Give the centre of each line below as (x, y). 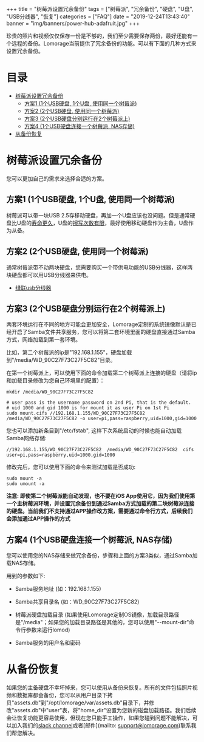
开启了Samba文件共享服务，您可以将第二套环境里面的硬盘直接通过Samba (103, 332)
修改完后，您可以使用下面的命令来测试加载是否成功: (71, 467)
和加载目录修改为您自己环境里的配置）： (56, 381)
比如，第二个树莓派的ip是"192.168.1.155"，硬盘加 (67, 352)
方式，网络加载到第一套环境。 (43, 339)
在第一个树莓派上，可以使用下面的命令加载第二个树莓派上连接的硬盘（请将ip (102, 373)
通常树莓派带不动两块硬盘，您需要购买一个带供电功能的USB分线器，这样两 (100, 267)
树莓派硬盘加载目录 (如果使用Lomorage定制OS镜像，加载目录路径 (97, 614)
